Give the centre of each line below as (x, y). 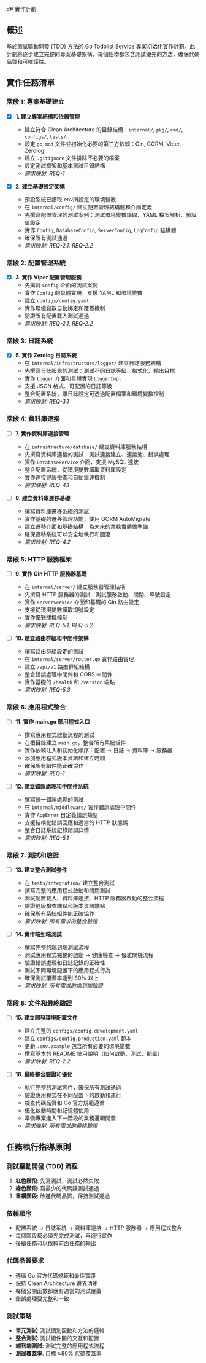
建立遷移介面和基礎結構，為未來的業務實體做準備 (86, 526)
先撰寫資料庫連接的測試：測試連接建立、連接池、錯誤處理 (97, 454)
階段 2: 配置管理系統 (36, 263)
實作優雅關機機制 (46, 618)
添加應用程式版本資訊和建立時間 (65, 758)
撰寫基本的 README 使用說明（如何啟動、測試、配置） (93, 1054)
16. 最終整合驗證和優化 (44, 1074)
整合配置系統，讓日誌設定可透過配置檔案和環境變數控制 (94, 394)
